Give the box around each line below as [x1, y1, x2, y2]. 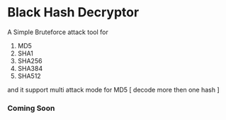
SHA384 [17, 64, 43, 72]
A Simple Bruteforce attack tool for [7, 28, 108, 36]
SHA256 [17, 56, 43, 65]
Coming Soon [7, 103, 55, 113]
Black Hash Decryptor [7, 4, 140, 21]
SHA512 [17, 72, 41, 80]
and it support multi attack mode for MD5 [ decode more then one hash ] [7, 85, 220, 94]
